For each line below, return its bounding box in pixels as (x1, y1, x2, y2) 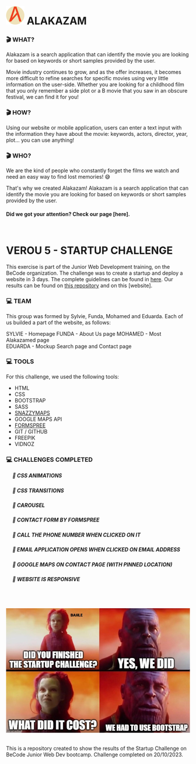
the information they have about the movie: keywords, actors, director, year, (6, 130, 188, 137)
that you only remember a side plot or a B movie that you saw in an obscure (6, 87, 188, 94)
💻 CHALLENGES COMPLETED (6, 455, 93, 463)
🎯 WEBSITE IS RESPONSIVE (12, 575, 80, 582)
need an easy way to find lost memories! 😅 (6, 173, 111, 180)
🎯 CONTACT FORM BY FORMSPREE (12, 516, 100, 524)
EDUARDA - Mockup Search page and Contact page (6, 343, 132, 350)
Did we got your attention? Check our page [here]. (6, 210, 130, 217)
